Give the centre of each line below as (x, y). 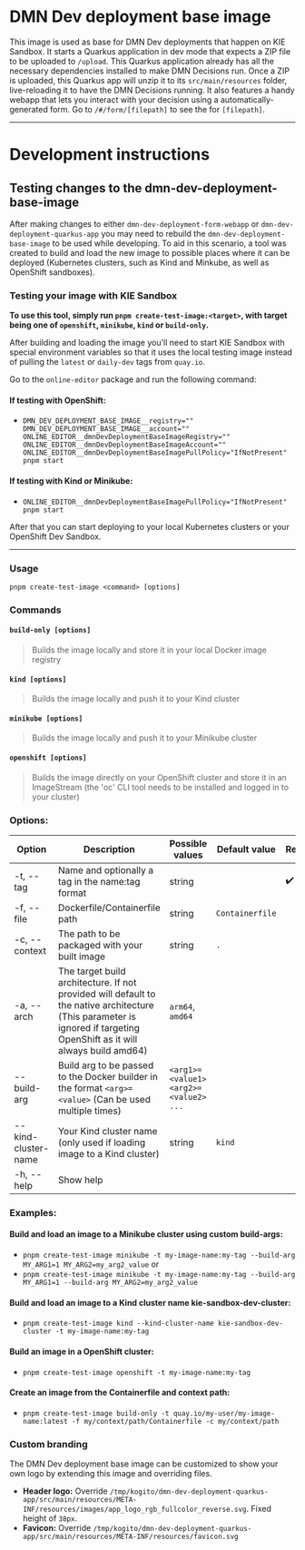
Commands (35, 610)
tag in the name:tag (99, 881)
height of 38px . (50, 1518)
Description (109, 849)
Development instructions (110, 155)
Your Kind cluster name (108, 1131)
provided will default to (107, 994)
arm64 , (182, 1006)
